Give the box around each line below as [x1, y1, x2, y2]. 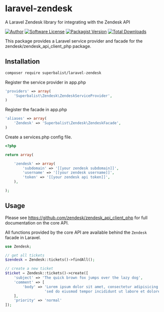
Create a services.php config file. [5, 134, 72, 140]
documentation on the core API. [5, 220, 69, 225]
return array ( [5, 152, 34, 157]
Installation [5, 57, 40, 66]
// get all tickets [5, 253, 45, 258]
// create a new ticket [5, 266, 54, 271]
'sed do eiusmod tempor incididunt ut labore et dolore [44, 289, 161, 294]
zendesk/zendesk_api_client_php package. [5, 43, 92, 49]
